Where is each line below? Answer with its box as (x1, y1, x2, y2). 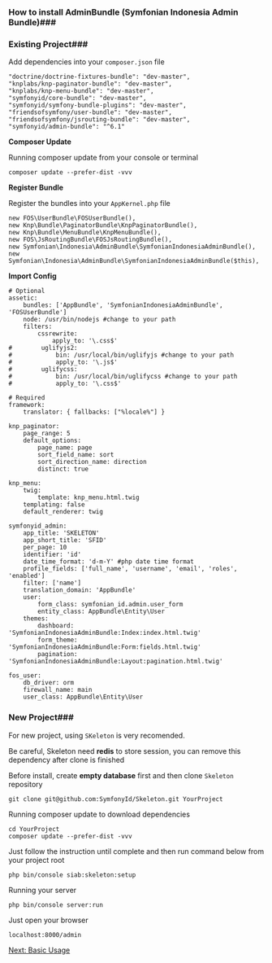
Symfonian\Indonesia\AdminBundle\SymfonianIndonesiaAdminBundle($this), (8, 257, 260, 265)
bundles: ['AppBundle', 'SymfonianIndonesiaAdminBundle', (23, 301, 223, 309)
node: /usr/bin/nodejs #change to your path (23, 316, 176, 324)
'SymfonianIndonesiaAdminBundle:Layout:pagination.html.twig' (8, 658, 223, 666)
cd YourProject (8, 825, 60, 833)
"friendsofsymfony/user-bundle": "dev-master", (8, 108, 173, 116)
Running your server (8, 885, 77, 895)
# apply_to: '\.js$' (8, 358, 118, 366)
